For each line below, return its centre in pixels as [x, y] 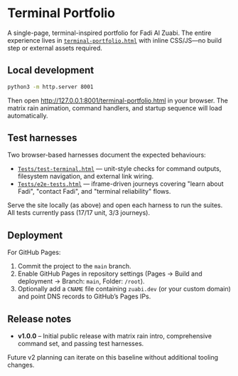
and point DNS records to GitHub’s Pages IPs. [84, 296]
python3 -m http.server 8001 [50, 87]
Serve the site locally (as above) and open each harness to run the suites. [115, 205]
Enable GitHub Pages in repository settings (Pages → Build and [110, 274]
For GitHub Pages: [34, 252]
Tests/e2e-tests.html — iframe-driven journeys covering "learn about [120, 184]
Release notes [39, 319]
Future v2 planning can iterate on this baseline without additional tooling [113, 357]
